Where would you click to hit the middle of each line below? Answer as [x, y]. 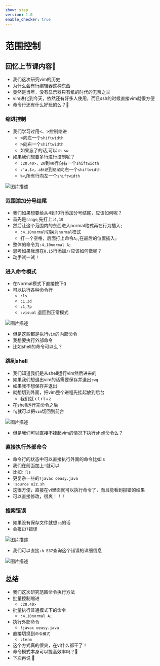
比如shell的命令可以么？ [37, 347]
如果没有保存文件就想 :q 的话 [42, 522]
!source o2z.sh [29, 484]
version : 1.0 [19, 15]
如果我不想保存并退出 [35, 385]
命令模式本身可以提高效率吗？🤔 [45, 651]
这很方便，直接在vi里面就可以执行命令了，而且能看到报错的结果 [79, 489]
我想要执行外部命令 [33, 340]
